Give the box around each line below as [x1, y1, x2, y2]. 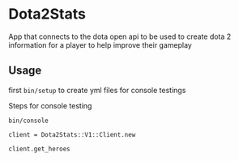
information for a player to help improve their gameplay [8, 40, 192, 49]
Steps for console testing [8, 100, 92, 110]
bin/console [8, 117, 49, 125]
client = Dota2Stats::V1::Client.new [8, 130, 136, 138]
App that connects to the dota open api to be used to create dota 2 [8, 32, 232, 41]
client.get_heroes [8, 145, 70, 153]
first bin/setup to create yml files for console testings [8, 85, 186, 95]
